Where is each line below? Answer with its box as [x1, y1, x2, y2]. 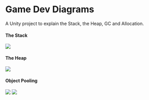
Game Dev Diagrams [5, 4, 95, 15]
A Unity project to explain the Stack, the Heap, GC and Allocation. [5, 20, 144, 27]
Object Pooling [5, 78, 38, 84]
